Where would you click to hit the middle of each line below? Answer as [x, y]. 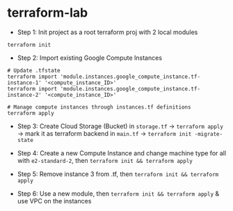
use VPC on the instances [54, 201]
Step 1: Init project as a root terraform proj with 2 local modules [107, 32]
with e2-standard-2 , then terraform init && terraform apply [105, 160]
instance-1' [24, 83]
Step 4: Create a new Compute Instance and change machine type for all [122, 153]
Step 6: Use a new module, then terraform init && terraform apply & [118, 194]
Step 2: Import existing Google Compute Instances [89, 58]
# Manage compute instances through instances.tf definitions [99, 107]
